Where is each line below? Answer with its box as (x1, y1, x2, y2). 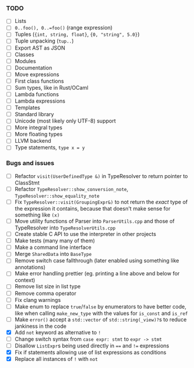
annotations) (14, 264, 46, 271)
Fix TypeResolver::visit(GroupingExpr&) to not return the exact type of (14, 198, 188, 205)
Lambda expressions (14, 97, 66, 104)
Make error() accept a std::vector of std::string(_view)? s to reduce (14, 316, 187, 323)
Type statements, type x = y (14, 144, 86, 151)
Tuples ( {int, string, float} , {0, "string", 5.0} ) (14, 31, 140, 38)
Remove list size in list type (14, 283, 81, 290)
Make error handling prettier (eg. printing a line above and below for (14, 270, 180, 277)
